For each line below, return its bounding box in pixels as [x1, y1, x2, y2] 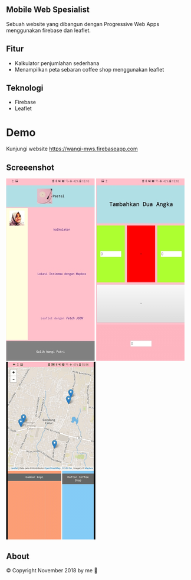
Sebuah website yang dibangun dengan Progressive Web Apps [6, 20, 160, 27]
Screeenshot [6, 162, 55, 172]
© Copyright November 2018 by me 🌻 [6, 567, 98, 573]
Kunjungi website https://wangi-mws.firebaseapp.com [6, 145, 139, 153]
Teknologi [6, 83, 44, 94]
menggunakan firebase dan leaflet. [6, 27, 91, 34]
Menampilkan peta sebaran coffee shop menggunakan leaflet [14, 66, 164, 73]
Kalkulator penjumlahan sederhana [14, 59, 100, 67]
